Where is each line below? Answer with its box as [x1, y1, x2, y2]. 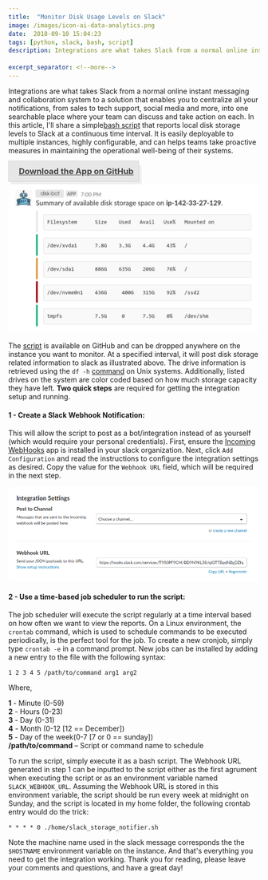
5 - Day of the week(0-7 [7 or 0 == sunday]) [8, 731, 154, 742]
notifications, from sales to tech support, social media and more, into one [8, 103, 249, 113]
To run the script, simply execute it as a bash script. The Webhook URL [8, 755, 242, 766]
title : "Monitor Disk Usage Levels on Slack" [8, 13, 166, 21]
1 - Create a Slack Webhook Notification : [8, 410, 145, 420]
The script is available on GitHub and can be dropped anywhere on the [8, 341, 241, 351]
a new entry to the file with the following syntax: [8, 652, 166, 662]
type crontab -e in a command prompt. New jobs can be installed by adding [8, 644, 258, 653]
